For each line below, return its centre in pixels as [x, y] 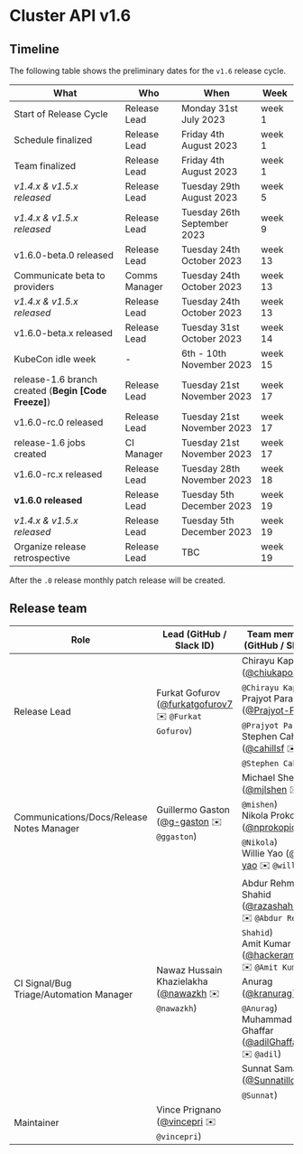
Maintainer [37, 1123]
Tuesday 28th [211, 469]
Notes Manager [46, 829]
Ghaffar [258, 1030]
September [205, 224]
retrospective [42, 558]
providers [34, 287]
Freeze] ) [32, 402]
